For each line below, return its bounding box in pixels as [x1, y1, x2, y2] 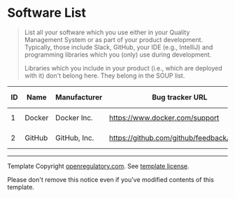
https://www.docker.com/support [108, 113, 220, 122]
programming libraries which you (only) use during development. [24, 50, 212, 59]
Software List [7, 5, 86, 21]
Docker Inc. [55, 113, 93, 122]
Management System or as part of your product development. [24, 35, 204, 43]
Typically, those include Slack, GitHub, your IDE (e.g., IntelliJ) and [24, 43, 213, 51]
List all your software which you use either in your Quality [24, 28, 190, 36]
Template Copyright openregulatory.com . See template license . [7, 162, 190, 170]
